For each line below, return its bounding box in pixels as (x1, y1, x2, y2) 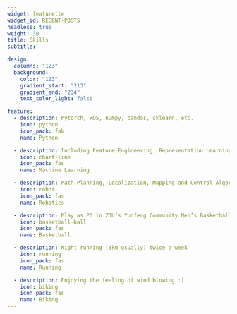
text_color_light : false (20, 95, 93, 102)
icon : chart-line (20, 153, 71, 161)
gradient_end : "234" (20, 89, 80, 96)
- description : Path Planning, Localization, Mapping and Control (13, 179, 213, 187)
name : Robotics (20, 199, 65, 206)
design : (7, 56, 30, 64)
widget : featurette (7, 10, 65, 18)
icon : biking (20, 283, 59, 290)
